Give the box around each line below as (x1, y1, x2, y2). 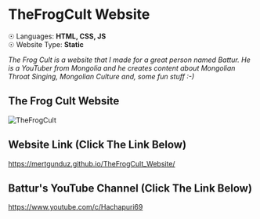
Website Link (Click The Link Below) (8, 138, 186, 151)
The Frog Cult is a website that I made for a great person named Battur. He (8, 55, 251, 64)
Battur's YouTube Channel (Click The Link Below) (8, 181, 253, 195)
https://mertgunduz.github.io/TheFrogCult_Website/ (8, 159, 175, 168)
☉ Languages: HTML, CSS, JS (8, 31, 107, 41)
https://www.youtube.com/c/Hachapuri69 (8, 203, 143, 212)
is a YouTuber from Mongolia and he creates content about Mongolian (8, 63, 236, 72)
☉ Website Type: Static (8, 39, 85, 49)
